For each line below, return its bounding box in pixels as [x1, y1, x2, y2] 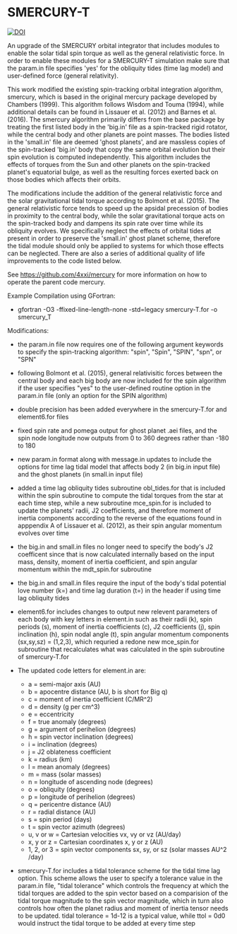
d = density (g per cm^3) [28, 702, 100, 711]
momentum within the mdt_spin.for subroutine [17, 565, 152, 573]
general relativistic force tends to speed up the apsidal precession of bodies [7, 204, 229, 212]
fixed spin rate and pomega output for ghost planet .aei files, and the [17, 426, 217, 435]
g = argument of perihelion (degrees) [28, 725, 136, 733]
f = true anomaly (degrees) [28, 717, 107, 725]
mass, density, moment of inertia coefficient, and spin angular [17, 557, 197, 566]
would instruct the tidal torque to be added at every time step [17, 918, 196, 927]
